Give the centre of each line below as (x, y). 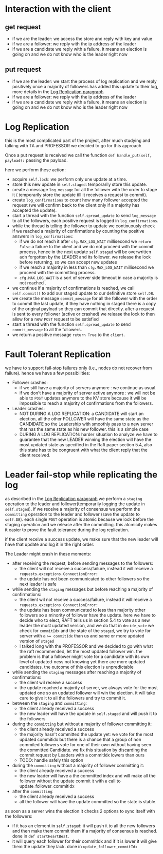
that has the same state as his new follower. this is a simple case (84, 429)
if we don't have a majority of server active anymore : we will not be (87, 393)
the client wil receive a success (51, 682)
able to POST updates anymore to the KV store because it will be (83, 398)
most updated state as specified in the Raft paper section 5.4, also (86, 444)
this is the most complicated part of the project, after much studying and (78, 140)
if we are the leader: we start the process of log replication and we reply (84, 81)
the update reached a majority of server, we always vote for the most (89, 687)
